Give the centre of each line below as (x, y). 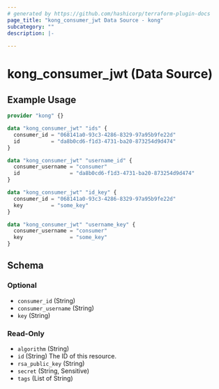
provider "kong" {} (36, 116)
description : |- (31, 33)
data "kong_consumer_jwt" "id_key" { (62, 192)
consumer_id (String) (46, 300)
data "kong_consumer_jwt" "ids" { (58, 128)
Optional (22, 285)
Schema (25, 266)
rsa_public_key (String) (51, 363)
